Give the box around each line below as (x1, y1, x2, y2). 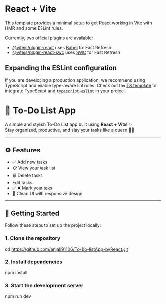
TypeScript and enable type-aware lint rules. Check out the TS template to (5, 82, 157, 88)
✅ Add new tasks (12, 159, 48, 165)
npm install (5, 269, 28, 275)
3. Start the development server (5, 282, 83, 289)
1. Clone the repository (5, 235, 61, 242)
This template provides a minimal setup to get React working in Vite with (5, 20, 152, 26)
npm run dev (5, 293, 31, 299)
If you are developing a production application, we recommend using (5, 77, 145, 83)
